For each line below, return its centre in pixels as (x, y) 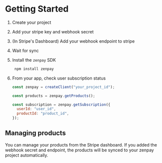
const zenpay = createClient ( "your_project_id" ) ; (63, 87)
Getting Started (37, 9)
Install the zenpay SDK (34, 60)
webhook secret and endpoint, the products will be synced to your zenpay (80, 150)
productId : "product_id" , (43, 114)
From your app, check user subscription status (59, 78)
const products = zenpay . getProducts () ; (54, 96)
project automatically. (27, 155)
